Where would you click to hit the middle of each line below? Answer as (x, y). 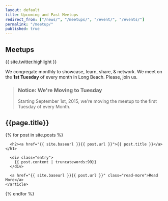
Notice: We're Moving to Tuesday (60, 90)
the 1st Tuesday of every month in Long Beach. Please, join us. (72, 77)
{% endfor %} (20, 194)
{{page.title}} (27, 123)
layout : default (22, 10)
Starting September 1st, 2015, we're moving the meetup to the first (87, 101)
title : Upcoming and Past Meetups (42, 15)
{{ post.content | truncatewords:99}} (55, 162)
